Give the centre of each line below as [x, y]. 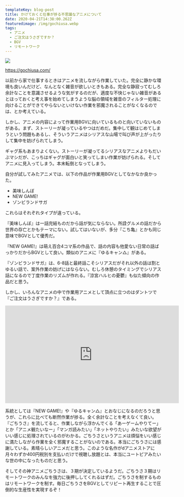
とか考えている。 [31, 111]
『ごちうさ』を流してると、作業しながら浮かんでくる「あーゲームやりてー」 [83, 423]
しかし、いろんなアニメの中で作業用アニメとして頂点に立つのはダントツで [81, 292]
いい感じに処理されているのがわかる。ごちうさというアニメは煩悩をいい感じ [83, 435]
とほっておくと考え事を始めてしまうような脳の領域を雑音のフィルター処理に [83, 99]
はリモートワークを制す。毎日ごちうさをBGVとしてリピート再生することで [81, 483]
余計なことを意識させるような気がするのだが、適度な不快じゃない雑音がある [83, 93]
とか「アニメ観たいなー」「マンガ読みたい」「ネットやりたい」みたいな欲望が [83, 429]
